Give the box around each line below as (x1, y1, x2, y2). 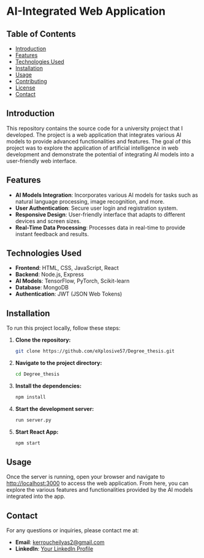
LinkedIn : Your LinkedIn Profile (15, 545, 94, 552)
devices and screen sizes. (15, 217, 81, 224)
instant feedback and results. (15, 230, 89, 237)
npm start (15, 440, 41, 446)
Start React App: (15, 428, 59, 435)
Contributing (15, 78, 47, 85)
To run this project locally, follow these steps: (6, 324, 121, 332)
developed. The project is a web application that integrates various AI (6, 131, 182, 139)
